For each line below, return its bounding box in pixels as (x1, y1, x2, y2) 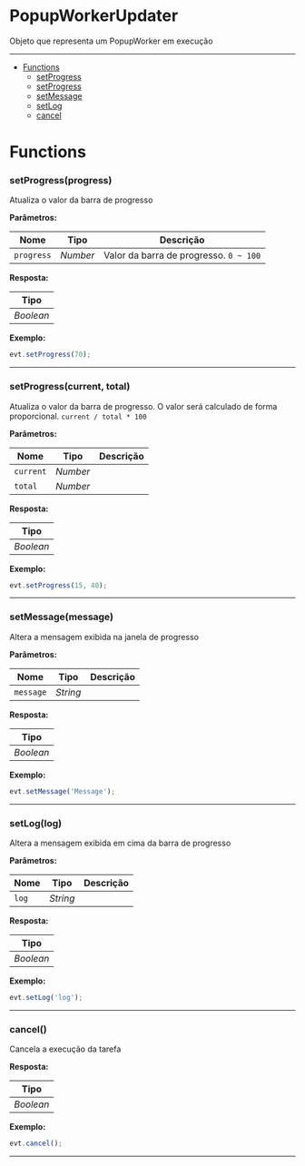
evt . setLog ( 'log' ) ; (9, 993, 84, 1002)
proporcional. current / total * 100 (9, 410, 147, 421)
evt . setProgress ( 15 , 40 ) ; (9, 580, 107, 590)
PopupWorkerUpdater (9, 5, 179, 26)
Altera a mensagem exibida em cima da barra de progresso (9, 837, 231, 848)
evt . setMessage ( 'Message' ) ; (9, 786, 116, 795)
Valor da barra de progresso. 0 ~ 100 (103, 249, 261, 262)
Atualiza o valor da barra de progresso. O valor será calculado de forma (9, 400, 278, 411)
